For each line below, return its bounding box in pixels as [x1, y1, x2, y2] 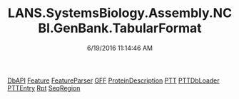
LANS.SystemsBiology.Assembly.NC [7, 5, 233, 21]
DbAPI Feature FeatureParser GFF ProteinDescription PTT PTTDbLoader [7, 76, 220, 85]
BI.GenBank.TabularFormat [38, 20, 202, 36]
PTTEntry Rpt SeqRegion [7, 83, 81, 92]
